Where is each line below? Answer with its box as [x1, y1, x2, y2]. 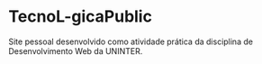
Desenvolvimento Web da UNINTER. [8, 45, 143, 56]
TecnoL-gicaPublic [8, 6, 152, 27]
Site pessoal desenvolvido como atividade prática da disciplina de [8, 36, 254, 47]
